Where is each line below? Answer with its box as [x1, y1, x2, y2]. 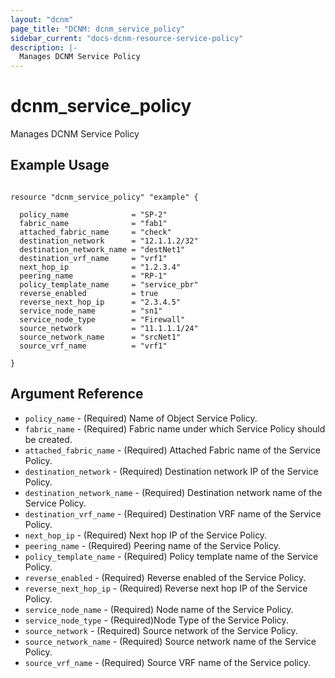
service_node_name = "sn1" [19, 306, 163, 316]
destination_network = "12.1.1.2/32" [19, 236, 199, 246]
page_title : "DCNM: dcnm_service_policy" [10, 24, 186, 34]
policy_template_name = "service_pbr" [19, 279, 199, 290]
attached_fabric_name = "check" [19, 227, 172, 237]
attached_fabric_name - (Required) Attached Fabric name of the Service [24, 444, 321, 456]
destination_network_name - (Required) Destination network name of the [24, 486, 323, 498]
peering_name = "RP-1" [19, 271, 168, 281]
